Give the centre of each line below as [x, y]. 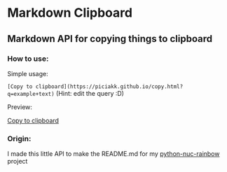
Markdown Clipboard [70, 13]
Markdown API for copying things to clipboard [110, 39]
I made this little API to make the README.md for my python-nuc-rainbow [113, 154]
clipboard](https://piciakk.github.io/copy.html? [109, 86]
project [18, 162]
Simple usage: [28, 73]
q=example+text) [31, 94]
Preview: [20, 107]
